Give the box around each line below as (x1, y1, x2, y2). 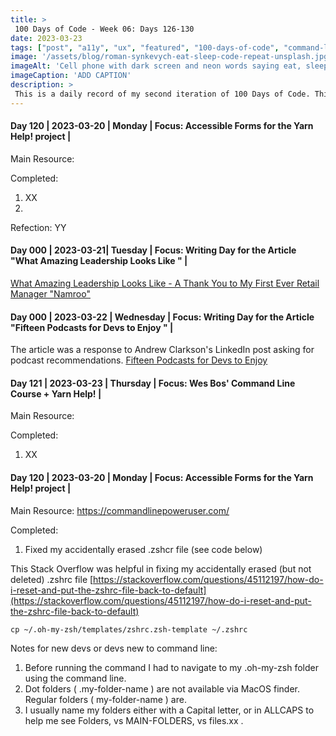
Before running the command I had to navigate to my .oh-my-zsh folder (24, 661, 320, 673)
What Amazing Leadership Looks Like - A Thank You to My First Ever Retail (10, 277, 320, 290)
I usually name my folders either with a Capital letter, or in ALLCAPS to (24, 704, 315, 716)
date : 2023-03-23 (10, 33, 83, 43)
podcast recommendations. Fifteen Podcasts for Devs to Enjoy (10, 354, 268, 366)
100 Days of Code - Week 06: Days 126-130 (14, 24, 195, 34)
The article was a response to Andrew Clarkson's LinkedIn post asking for (10, 344, 315, 356)
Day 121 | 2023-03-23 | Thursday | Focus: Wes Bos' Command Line (10, 377, 296, 389)
